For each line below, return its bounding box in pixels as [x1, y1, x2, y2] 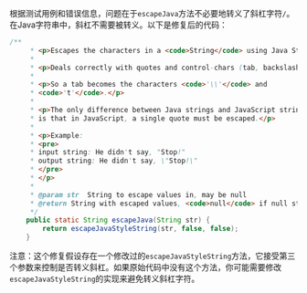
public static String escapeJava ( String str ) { [26, 215, 210, 225]
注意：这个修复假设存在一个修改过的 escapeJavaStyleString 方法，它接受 [9, 250, 281, 261]
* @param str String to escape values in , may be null [29, 190, 248, 199]
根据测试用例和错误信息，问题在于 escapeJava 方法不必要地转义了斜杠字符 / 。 [9, 8, 295, 18]
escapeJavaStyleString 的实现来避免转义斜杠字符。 [9, 273, 200, 284]
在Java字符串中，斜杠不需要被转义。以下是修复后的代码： [9, 19, 228, 30]
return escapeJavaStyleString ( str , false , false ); [42, 225, 239, 234]
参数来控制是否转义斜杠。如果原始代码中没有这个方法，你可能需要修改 [16, 262, 281, 272]
